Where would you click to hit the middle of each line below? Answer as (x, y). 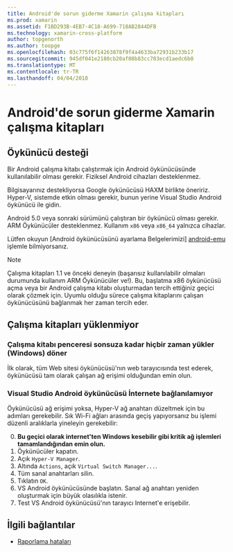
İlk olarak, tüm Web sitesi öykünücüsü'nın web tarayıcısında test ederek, (110, 368)
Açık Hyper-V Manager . (49, 459)
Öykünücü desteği (48, 152)
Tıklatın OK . (33, 481)
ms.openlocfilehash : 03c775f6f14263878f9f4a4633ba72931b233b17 (101, 53)
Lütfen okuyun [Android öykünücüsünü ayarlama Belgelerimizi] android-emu (116, 239)
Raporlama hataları (44, 542)
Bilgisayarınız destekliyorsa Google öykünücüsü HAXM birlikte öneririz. (109, 190)
